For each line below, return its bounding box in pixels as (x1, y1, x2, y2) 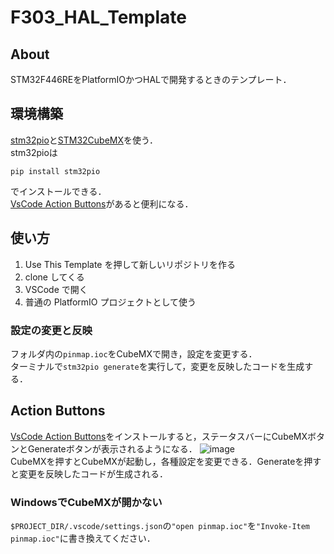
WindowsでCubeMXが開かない (10, 495, 163, 509)
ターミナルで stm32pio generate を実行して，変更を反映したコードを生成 (10, 360, 305, 372)
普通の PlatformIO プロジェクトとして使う (24, 296, 197, 308)
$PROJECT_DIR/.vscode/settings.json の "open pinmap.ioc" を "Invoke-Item (10, 520, 311, 532)
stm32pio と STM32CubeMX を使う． (10, 134, 158, 146)
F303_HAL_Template (10, 6, 188, 29)
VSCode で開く (24, 283, 88, 295)
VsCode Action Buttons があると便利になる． (10, 197, 194, 210)
